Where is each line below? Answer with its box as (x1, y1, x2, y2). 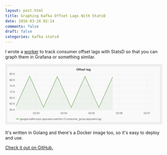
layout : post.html (5, 8, 43, 13)
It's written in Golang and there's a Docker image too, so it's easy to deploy (5, 130, 160, 136)
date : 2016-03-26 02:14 (5, 18, 55, 23)
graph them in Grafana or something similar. (5, 54, 96, 60)
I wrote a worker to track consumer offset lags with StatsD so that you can (5, 49, 158, 54)
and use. (5, 135, 23, 141)
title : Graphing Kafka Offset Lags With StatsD (5, 13, 106, 18)
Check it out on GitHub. (5, 145, 53, 151)
